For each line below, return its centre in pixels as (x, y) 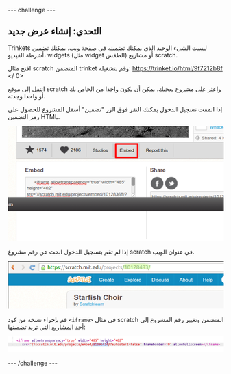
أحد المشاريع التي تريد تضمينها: (47, 327)
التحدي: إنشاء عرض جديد (55, 31)
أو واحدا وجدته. (27, 96)
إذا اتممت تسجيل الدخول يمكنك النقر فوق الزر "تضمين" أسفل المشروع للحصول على (115, 109)
